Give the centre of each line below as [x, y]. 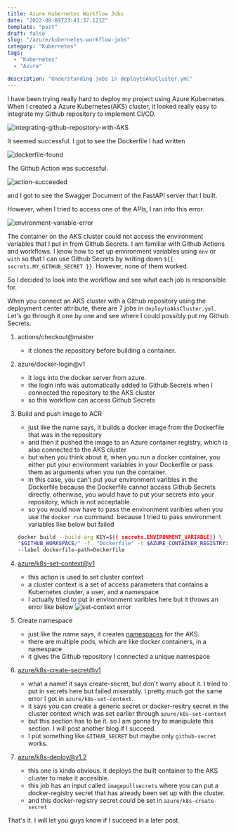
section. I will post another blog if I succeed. [92, 728]
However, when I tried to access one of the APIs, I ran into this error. [106, 209]
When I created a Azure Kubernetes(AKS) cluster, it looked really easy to [112, 106]
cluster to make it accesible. [68, 778]
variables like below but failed [71, 524]
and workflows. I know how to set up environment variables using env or [112, 251]
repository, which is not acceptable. [80, 502]
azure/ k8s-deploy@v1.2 [52, 757]
